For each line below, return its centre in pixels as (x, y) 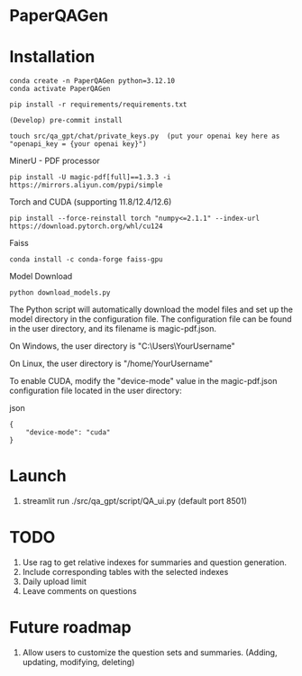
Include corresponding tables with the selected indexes (125, 572)
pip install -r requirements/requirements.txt (98, 105)
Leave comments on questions (79, 591)
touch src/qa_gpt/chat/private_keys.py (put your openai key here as (145, 136)
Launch (38, 476)
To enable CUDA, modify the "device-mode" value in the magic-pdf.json (143, 381)
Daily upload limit (55, 581)
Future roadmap (71, 628)
